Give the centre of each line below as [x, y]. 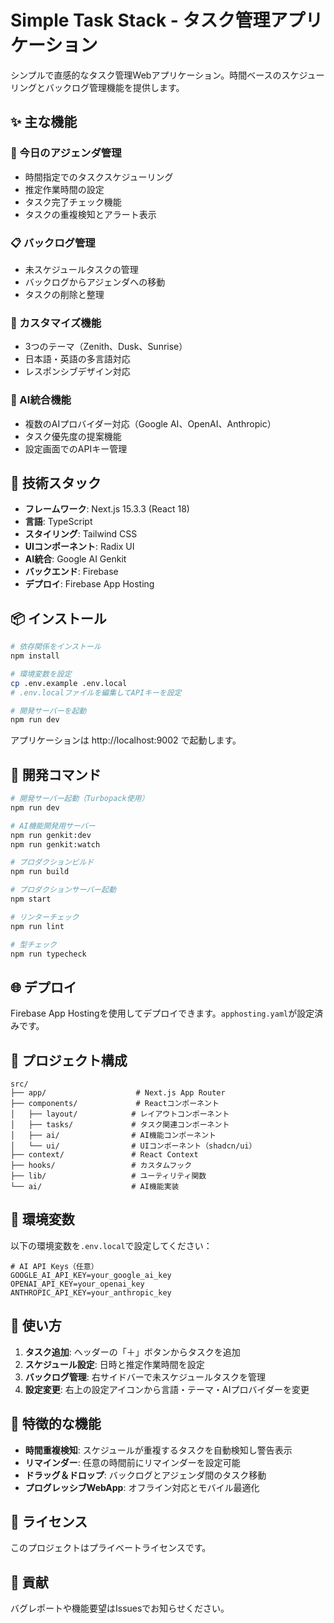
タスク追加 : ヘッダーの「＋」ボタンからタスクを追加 [132, 1352]
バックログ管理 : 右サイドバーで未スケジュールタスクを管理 [145, 1377]
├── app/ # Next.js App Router [118, 1093]
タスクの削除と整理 [64, 294]
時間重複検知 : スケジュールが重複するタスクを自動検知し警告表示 [158, 1450]
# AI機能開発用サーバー [53, 826]
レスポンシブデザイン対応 [77, 372]
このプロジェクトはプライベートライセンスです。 [111, 1548]
